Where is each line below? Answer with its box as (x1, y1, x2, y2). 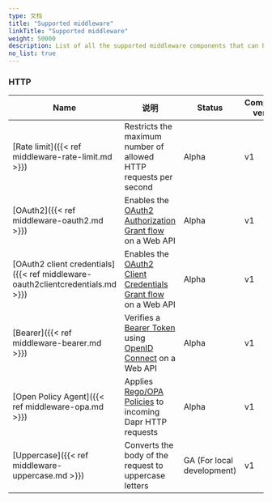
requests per (124, 172, 173, 183)
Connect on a (124, 353, 176, 364)
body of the (124, 450, 168, 462)
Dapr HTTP (124, 416, 168, 428)
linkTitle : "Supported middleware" (8, 27, 129, 35)
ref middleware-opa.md (12, 402, 104, 413)
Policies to (124, 396, 164, 407)
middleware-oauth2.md (12, 215, 104, 227)
